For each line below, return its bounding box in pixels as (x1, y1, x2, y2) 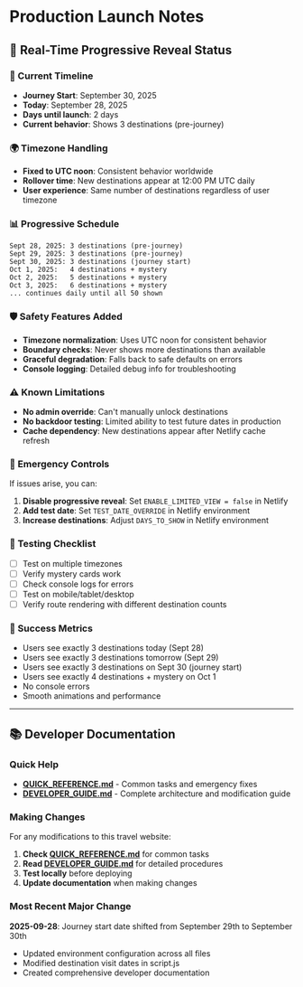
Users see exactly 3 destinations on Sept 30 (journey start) (22, 662, 243, 672)
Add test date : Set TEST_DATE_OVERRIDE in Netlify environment (22, 505, 251, 516)
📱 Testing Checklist (9, 538, 96, 550)
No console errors (22, 681, 90, 692)
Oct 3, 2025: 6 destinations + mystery (9, 281, 168, 290)
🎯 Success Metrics (9, 622, 93, 634)
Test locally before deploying (22, 868, 133, 879)
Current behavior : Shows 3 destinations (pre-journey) (22, 118, 225, 129)
